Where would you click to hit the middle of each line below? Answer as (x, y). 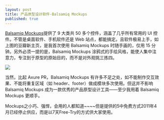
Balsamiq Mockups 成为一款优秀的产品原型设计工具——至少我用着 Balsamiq (82, 90)
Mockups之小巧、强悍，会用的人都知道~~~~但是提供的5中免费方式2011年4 (81, 106)
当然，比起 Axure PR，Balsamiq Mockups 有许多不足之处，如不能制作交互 (80, 77)
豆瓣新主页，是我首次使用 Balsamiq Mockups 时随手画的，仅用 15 (84, 46)
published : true (22, 19)
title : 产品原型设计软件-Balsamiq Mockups (46, 14)
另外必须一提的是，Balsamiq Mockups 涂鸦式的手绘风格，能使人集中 (83, 51)
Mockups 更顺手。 (24, 96)
